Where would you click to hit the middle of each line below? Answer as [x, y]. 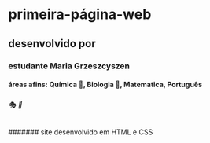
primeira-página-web [80, 15]
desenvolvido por [52, 44]
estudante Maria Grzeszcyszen [69, 66]
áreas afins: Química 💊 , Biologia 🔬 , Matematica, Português [105, 85]
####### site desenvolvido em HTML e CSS [81, 132]
